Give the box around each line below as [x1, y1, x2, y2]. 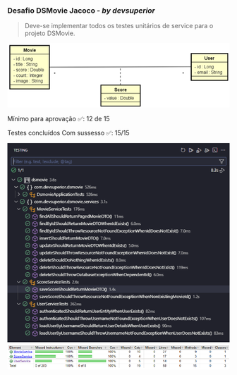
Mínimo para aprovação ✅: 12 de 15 [7, 114, 111, 123]
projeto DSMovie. [24, 29, 75, 37]
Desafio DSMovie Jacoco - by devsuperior [7, 6, 155, 16]
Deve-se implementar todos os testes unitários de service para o [24, 22, 214, 30]
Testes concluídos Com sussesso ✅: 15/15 [7, 128, 130, 137]
